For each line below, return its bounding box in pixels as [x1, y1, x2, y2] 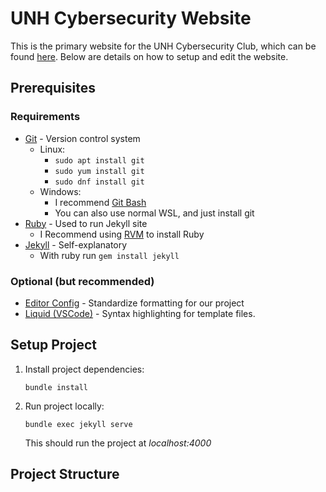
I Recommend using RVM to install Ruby [39, 228, 205, 240]
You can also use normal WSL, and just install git [54, 207, 255, 219]
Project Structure [10, 466, 120, 483]
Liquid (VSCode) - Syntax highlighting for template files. [24, 307, 256, 319]
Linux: [39, 143, 66, 155]
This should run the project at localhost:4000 [24, 437, 212, 449]
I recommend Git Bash [54, 196, 147, 208]
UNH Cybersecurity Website [10, 7, 252, 30]
